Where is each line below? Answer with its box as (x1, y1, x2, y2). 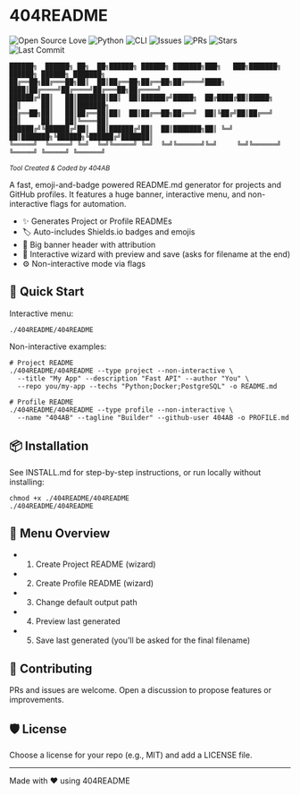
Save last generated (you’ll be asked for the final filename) (35, 635, 251, 645)
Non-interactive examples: (9, 341, 107, 352)
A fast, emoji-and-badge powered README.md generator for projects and (9, 179, 281, 190)
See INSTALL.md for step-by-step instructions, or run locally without (9, 466, 262, 477)
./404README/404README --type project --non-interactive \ (9, 366, 234, 375)
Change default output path (35, 597, 137, 608)
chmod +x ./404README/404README (9, 493, 129, 502)
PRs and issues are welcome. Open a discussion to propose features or (9, 685, 272, 696)
